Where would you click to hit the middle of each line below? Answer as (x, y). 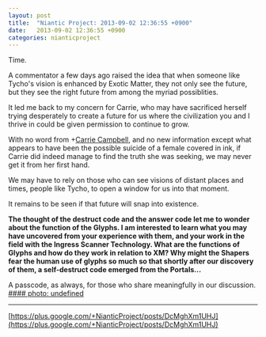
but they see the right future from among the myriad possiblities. (114, 93)
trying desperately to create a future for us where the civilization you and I (129, 116)
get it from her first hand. (49, 165)
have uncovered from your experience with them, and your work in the (127, 236)
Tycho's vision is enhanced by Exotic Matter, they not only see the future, (128, 84)
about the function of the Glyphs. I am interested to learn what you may (128, 228)
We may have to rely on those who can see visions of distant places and (126, 180)
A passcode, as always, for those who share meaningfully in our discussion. (132, 285)
